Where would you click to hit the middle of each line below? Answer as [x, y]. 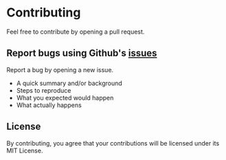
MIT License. [25, 150]
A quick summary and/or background [69, 83]
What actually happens [49, 105]
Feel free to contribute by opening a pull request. [76, 32]
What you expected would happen [65, 98]
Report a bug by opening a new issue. [60, 69]
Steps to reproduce [44, 90]
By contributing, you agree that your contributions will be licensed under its [113, 143]
